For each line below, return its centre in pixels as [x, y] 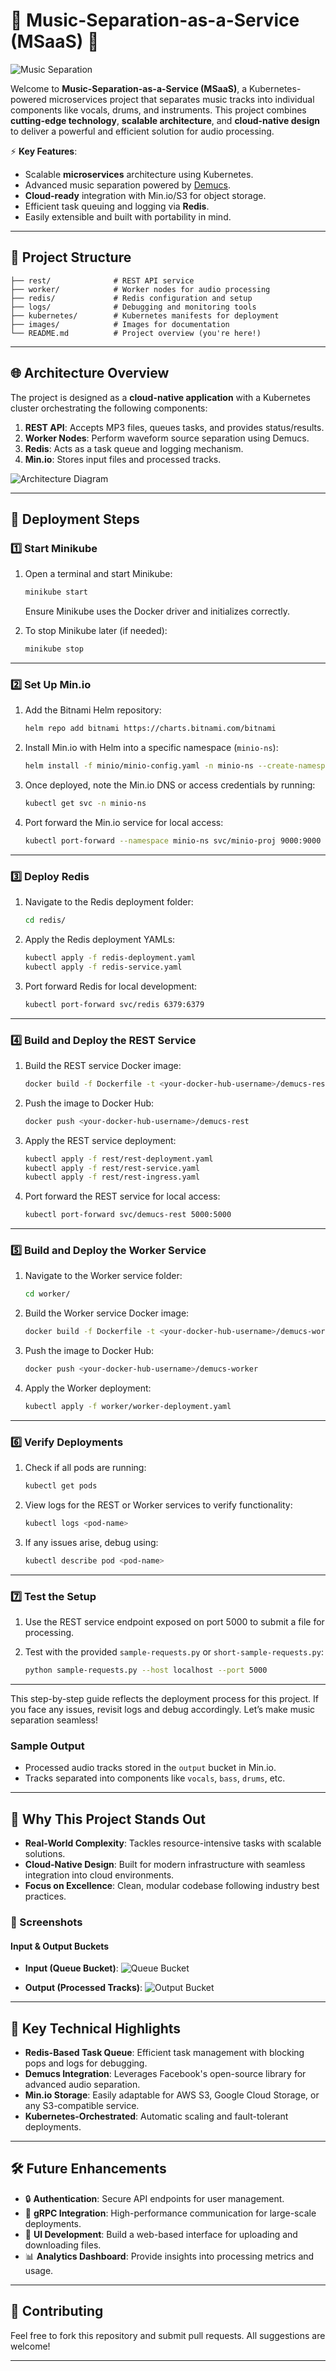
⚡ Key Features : [44, 151]
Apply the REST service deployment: [100, 1140]
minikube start [56, 592]
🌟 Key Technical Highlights [96, 2028]
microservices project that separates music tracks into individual [181, 99]
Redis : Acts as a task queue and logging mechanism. [134, 448]
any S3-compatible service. [82, 2106]
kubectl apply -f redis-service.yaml [103, 967]
